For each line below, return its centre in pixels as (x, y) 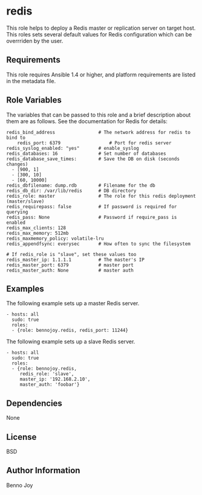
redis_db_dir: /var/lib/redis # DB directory (71, 190)
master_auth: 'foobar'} (50, 385)
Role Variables (34, 100)
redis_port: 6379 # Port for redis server (94, 143)
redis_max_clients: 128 (36, 228)
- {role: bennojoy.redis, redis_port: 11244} (70, 331)
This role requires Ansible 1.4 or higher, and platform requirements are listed (101, 75)
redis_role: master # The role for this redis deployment (101, 196)
